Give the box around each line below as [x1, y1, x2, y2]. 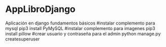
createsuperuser [5, 36, 40, 42]
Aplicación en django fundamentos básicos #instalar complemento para [5, 20, 155, 26]
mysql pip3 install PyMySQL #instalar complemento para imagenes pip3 [5, 25, 155, 31]
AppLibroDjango [5, 3, 76, 15]
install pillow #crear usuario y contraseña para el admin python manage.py [5, 30, 161, 36]
